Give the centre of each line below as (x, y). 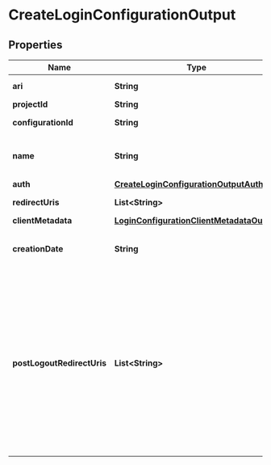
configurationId (43, 123)
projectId (30, 104)
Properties (35, 45)
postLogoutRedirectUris (60, 363)
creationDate (38, 249)
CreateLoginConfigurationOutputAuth (189, 184)
